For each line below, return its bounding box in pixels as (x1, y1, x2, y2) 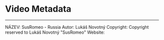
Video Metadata (5, 3, 72, 15)
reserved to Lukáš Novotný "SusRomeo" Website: (5, 29, 105, 35)
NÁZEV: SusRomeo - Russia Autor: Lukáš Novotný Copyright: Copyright (5, 24, 149, 30)
